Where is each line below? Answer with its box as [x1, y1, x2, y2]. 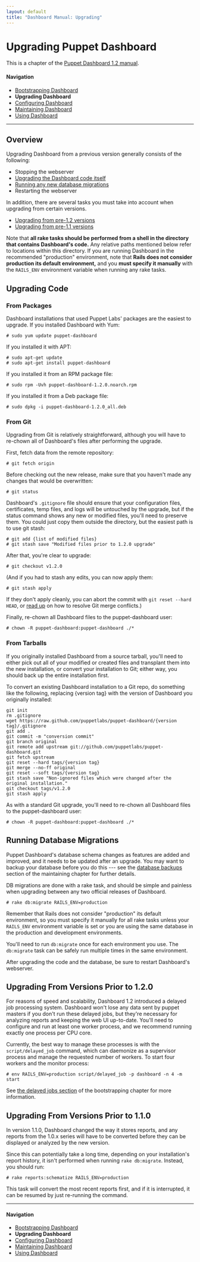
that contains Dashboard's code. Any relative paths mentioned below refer [6, 241, 192, 248]
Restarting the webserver [14, 187, 77, 194]
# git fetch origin [6, 461, 55, 467]
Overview [6, 135, 43, 145]
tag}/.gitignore [6, 723, 46, 729]
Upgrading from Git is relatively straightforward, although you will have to [6, 431, 186, 439]
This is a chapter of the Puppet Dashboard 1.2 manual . [6, 60, 139, 67]
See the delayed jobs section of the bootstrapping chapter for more [6, 1087, 171, 1094]
